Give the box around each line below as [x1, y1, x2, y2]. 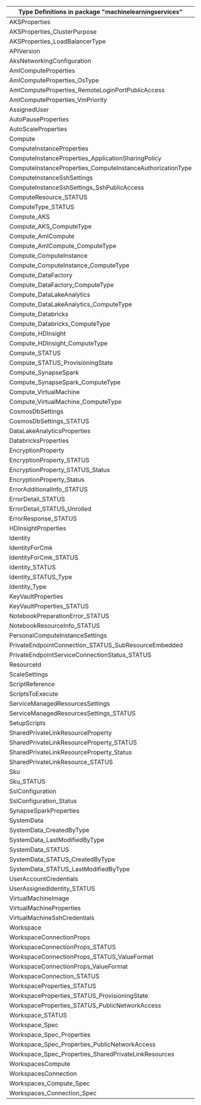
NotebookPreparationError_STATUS [9, 612, 109, 620]
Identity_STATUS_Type [9, 573, 72, 581]
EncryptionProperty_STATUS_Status [9, 466, 111, 474]
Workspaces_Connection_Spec [9, 1089, 97, 1097]
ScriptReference [9, 680, 55, 688]
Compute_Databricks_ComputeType [9, 320, 111, 328]
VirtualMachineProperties [9, 904, 81, 912]
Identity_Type [9, 582, 47, 591]
